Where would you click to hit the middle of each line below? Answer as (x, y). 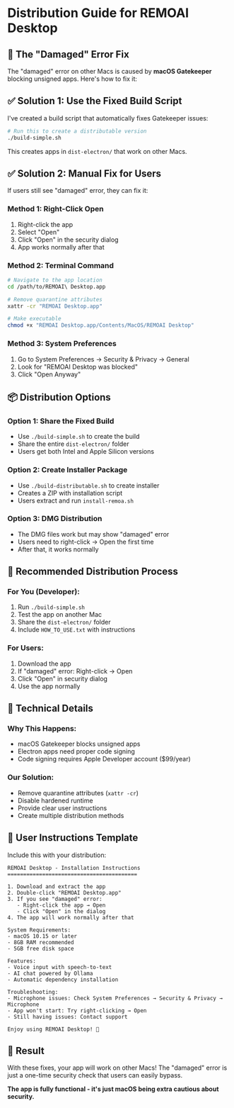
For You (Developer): (43, 592)
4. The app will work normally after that (71, 917)
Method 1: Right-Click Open (55, 209)
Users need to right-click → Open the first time (86, 542)
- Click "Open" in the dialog (61, 911)
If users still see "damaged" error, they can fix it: (78, 191)
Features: (22, 961)
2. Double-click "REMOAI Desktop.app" (64, 892)
